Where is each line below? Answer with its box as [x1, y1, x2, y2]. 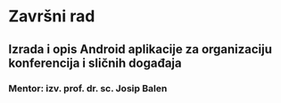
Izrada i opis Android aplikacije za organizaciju [8, 42, 273, 57]
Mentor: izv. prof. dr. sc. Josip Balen [8, 82, 168, 94]
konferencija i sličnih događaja [8, 55, 182, 70]
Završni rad [8, 6, 95, 27]
